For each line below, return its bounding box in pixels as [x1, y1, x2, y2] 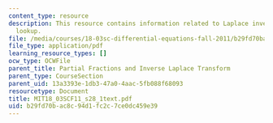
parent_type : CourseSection [8, 72, 104, 80]
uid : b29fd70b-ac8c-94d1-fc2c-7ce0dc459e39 [8, 102, 158, 110]
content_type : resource [8, 11, 89, 20]
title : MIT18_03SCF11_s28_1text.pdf [8, 95, 132, 103]
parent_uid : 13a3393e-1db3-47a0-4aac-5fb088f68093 [8, 79, 184, 87]
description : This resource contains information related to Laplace [8, 19, 249, 28]
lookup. [15, 27, 42, 35]
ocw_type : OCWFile [8, 57, 71, 66]
